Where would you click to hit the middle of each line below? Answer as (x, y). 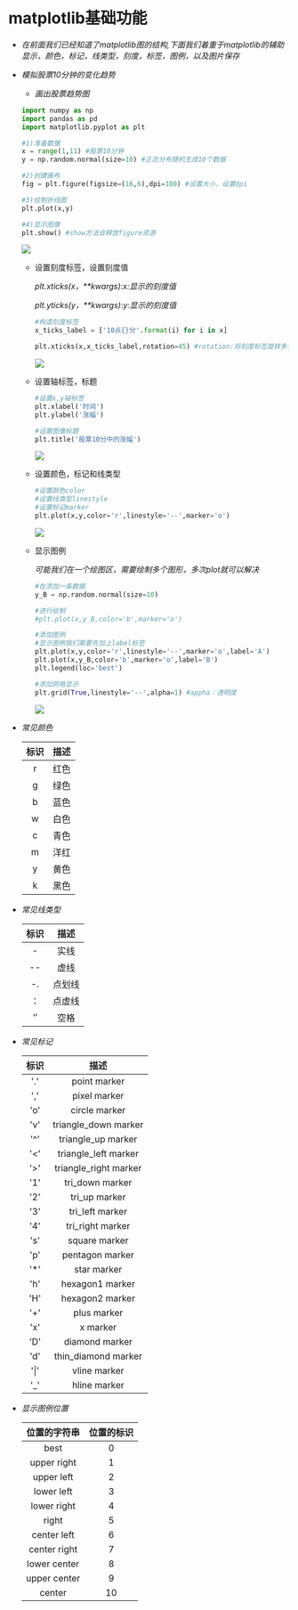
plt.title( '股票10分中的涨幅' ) (88, 439)
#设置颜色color (60, 491)
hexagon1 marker (98, 1283)
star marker (98, 1269)
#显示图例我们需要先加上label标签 (90, 643)
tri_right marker (98, 1225)
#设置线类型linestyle (71, 500)
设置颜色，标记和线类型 (77, 474)
